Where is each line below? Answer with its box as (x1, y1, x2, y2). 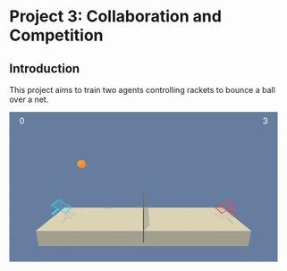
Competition (9, 25, 105, 46)
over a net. (9, 94, 49, 105)
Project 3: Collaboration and (9, 6, 222, 27)
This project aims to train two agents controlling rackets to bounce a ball (9, 85, 275, 95)
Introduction (9, 61, 80, 76)
